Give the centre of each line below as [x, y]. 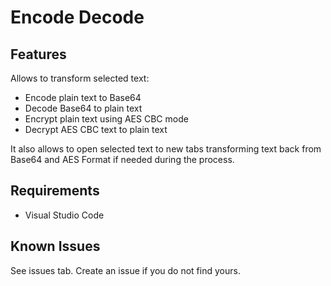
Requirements [55, 191]
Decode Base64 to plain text [83, 108]
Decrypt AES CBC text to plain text [96, 129]
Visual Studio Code [64, 215]
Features [38, 54]
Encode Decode [77, 17]
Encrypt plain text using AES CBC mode [106, 119]
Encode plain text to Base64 [83, 97]
